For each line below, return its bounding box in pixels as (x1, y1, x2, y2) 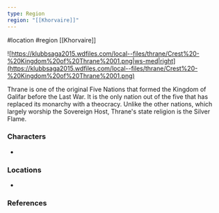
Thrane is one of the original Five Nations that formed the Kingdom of (7, 85, 206, 93)
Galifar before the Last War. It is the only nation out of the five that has (7, 92, 209, 101)
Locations (7, 165, 42, 175)
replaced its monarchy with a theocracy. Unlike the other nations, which (7, 100, 213, 108)
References (7, 198, 47, 208)
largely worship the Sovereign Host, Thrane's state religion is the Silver (7, 107, 211, 116)
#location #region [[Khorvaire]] (7, 35, 96, 44)
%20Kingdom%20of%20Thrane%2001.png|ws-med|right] (7, 56, 176, 65)
